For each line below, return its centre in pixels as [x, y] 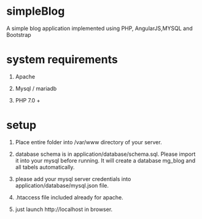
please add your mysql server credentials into [73, 179]
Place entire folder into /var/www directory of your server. [88, 142]
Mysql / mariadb [36, 88]
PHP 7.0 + [28, 100]
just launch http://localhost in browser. [64, 209]
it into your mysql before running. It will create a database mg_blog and [105, 160]
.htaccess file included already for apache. [69, 197]
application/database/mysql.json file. [62, 185]
